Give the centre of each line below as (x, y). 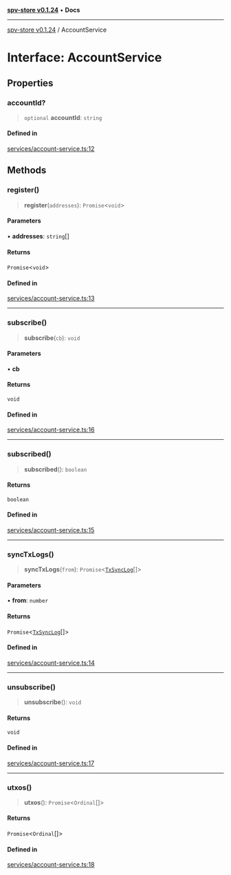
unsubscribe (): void (53, 702)
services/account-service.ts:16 (51, 430)
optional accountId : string (63, 117)
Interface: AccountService (85, 58)
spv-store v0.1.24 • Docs (44, 10)
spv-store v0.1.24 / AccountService (57, 30)
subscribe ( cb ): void (52, 338)
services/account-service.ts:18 (51, 865)
